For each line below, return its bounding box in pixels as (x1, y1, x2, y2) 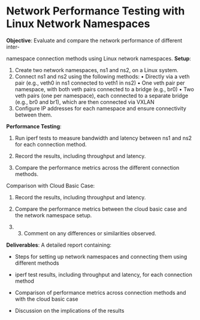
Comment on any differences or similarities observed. (23, 229, 157, 237)
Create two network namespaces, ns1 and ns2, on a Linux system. (14, 66, 178, 73)
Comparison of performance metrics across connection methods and (14, 289, 187, 296)
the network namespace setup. (14, 211, 92, 219)
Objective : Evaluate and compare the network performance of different (6, 37, 183, 44)
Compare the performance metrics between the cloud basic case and (14, 205, 187, 213)
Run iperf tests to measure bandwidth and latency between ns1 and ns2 (14, 134, 192, 142)
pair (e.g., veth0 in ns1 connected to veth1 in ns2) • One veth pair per (14, 79, 186, 86)
